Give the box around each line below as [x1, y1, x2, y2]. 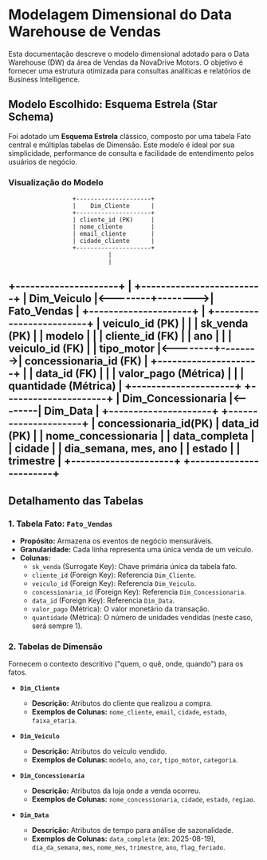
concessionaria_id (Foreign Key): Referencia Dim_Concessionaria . [31, 587, 246, 597]
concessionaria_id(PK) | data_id [97, 417, 260, 431]
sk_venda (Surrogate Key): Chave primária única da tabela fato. [31, 562, 238, 571]
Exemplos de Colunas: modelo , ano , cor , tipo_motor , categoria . [31, 755, 238, 765]
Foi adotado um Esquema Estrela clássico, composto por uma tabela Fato [8, 131, 251, 141]
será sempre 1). [31, 621, 83, 631]
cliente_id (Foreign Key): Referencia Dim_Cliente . [31, 570, 197, 580]
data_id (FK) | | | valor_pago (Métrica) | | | [35, 367, 245, 380]
